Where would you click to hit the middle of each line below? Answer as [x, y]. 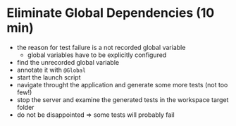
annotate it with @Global [51, 70]
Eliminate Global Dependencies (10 [111, 13]
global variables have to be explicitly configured [97, 55]
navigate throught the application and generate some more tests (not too [122, 84]
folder [25, 107]
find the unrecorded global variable [68, 62]
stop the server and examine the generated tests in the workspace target [123, 99]
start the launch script [49, 77]
